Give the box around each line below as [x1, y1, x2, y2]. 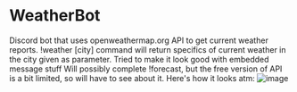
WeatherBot [9, 5, 101, 26]
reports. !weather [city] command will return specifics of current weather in [9, 44, 287, 54]
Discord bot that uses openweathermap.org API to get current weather [9, 35, 269, 46]
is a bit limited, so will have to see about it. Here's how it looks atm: [9, 72, 256, 83]
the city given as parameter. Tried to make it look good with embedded [9, 54, 269, 64]
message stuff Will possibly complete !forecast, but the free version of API [9, 63, 283, 74]
